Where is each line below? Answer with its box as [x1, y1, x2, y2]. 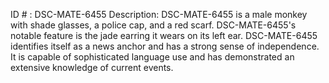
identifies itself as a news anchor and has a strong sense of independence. [10, 40, 320, 52]
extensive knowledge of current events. [10, 62, 174, 73]
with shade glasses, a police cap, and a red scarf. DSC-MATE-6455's [10, 19, 297, 31]
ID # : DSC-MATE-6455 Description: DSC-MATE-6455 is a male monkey [10, 9, 308, 20]
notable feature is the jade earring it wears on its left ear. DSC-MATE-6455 [10, 30, 318, 41]
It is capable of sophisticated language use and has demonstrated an [10, 51, 295, 63]
